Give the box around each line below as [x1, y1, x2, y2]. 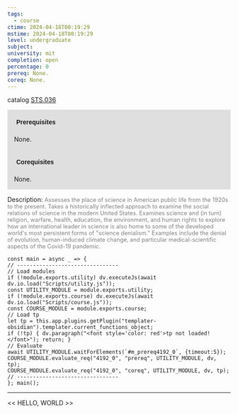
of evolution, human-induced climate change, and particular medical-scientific [7, 236, 217, 244]
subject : [7, 43, 33, 50]
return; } [42, 336, 72, 344]
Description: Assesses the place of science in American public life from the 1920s [7, 196, 229, 204]
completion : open [7, 57, 59, 64]
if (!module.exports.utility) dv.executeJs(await [7, 274, 157, 281]
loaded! [188, 330, 211, 337]
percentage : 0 [7, 63, 50, 70]
